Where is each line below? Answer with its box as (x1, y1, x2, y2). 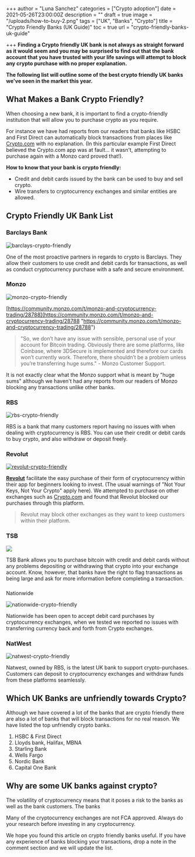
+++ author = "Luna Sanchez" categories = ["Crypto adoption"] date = (6, 5, 176, 12)
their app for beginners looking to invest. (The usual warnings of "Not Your (6, 481, 186, 488)
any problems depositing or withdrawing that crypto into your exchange (6, 562, 179, 569)
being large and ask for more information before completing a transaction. (6, 574, 184, 582)
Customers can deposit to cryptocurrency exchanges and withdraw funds (6, 670, 184, 677)
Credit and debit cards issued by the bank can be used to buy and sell (14, 175, 183, 182)
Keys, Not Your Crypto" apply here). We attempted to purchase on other (6, 487, 179, 494)
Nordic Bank (14, 757, 45, 764)
